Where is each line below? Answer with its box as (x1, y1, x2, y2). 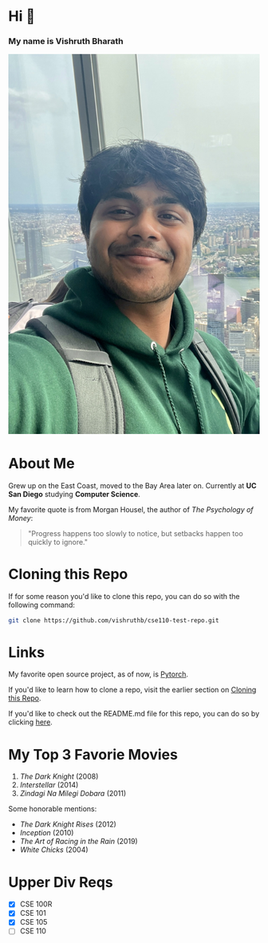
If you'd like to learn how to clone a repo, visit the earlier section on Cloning (8, 685, 257, 695)
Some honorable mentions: (8, 804, 97, 814)
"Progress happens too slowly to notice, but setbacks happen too (27, 528, 243, 538)
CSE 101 (19, 909, 46, 918)
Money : (8, 513, 33, 523)
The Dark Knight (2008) (19, 771, 99, 781)
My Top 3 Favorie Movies (8, 745, 178, 763)
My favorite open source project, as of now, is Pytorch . (8, 669, 189, 679)
